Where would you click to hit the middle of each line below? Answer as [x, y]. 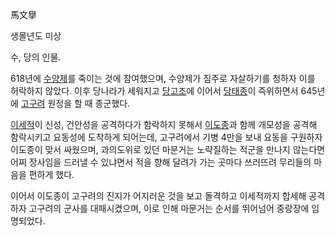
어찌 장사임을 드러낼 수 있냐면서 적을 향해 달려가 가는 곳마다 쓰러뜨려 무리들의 [161, 162]
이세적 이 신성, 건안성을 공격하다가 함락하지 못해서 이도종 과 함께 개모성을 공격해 [164, 124]
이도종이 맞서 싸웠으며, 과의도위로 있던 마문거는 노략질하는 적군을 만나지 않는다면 [168, 149]
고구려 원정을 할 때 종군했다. [75, 103]
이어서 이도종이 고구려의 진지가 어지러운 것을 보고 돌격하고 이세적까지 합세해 [158, 196]
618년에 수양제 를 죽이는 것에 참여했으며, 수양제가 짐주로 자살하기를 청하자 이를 [163, 78]
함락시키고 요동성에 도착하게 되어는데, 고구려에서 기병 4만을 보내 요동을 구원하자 [166, 137]
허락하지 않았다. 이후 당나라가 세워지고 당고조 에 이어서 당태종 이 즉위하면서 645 [164, 91]
